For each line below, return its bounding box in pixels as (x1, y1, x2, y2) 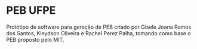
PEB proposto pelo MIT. (6, 36, 64, 43)
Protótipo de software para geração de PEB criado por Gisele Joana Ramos (6, 23, 192, 30)
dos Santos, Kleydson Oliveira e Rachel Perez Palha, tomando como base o (6, 29, 191, 36)
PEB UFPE (6, 4, 56, 17)
